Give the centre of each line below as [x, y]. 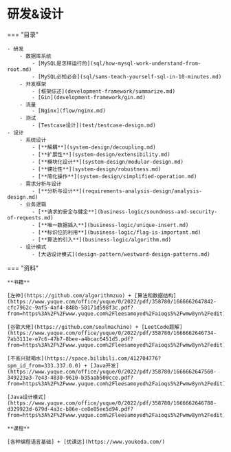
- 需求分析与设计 [41, 184]
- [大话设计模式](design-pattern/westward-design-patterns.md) [121, 254]
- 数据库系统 [35, 56]
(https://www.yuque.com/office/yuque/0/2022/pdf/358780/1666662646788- [112, 403]
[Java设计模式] [27, 397]
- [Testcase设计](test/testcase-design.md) [94, 125]
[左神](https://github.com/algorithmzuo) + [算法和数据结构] [92, 295]
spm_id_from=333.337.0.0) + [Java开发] [63, 365]
